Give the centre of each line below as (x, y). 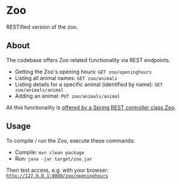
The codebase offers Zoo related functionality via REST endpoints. (88, 60)
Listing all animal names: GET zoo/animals (66, 78)
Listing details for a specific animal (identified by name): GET (89, 84)
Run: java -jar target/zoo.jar (54, 158)
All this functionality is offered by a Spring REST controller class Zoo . (91, 107)
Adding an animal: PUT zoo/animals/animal (67, 95)
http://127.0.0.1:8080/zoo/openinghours (58, 176)
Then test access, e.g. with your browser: (58, 170)
